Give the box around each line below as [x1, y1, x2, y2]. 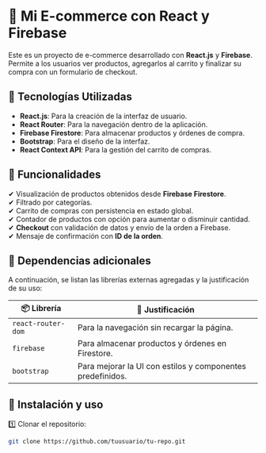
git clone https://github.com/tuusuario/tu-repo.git [8, 438, 186, 446]
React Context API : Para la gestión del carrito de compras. [19, 144, 212, 154]
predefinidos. [78, 370, 127, 382]
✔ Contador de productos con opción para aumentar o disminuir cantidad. [8, 214, 251, 224]
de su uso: [8, 283, 43, 293]
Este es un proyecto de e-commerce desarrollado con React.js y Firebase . [8, 50, 253, 60]
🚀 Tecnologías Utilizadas [8, 90, 132, 104]
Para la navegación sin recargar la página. [78, 322, 234, 333]
